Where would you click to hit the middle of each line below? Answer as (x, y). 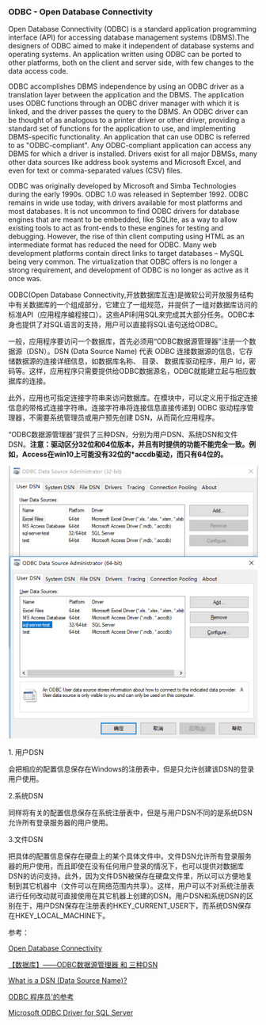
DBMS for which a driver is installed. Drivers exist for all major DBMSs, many (133, 154)
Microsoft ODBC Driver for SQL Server (71, 1013)
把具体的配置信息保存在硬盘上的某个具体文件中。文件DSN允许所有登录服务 (130, 856)
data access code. (38, 71)
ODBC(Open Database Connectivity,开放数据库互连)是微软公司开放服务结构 (131, 295)
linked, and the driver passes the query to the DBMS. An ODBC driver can (128, 112)
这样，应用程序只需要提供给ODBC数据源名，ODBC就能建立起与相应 (139, 372)
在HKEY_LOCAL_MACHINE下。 (59, 916)
